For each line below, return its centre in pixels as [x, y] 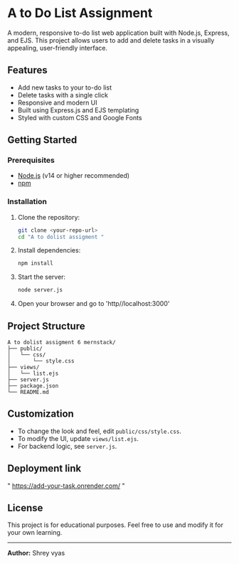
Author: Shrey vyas [36, 553]
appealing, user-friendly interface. [58, 48]
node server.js [40, 290]
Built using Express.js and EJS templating [78, 110]
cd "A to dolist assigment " [61, 237]
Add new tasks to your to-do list [65, 87]
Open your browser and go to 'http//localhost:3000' [94, 304]
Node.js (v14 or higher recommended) [74, 176]
